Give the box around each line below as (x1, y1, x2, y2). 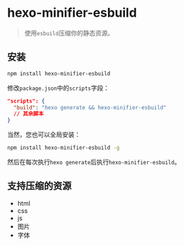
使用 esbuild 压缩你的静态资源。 (24, 29, 114, 37)
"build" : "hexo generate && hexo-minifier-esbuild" (13, 104, 167, 111)
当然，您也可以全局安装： (7, 130, 81, 139)
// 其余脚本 (13, 110, 44, 118)
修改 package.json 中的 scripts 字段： (7, 84, 110, 92)
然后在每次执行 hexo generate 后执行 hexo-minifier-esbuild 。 (7, 158, 181, 166)
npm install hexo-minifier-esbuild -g (7, 144, 120, 151)
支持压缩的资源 (7, 180, 72, 192)
